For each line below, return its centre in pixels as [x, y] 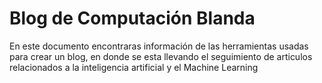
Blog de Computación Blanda [132, 18]
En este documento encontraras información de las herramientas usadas [159, 46]
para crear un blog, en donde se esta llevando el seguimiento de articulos [161, 56]
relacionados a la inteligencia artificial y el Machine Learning [134, 67]
